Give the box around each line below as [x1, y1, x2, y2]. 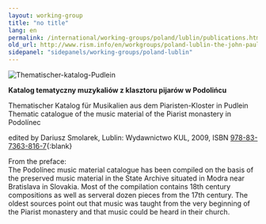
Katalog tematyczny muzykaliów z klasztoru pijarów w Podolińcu [8, 85, 227, 95]
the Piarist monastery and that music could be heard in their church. [8, 207, 230, 216]
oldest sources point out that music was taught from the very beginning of [8, 199, 251, 208]
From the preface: [8, 157, 67, 166]
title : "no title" [8, 19, 69, 27]
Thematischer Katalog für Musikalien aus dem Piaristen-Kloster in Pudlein [8, 101, 249, 110]
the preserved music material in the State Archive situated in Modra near [8, 173, 245, 183]
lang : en [8, 26, 37, 34]
